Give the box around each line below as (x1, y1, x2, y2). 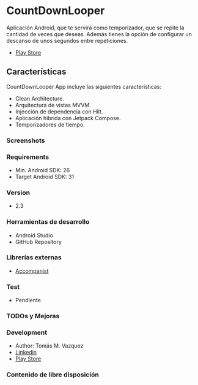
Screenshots (6, 136, 45, 145)
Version (6, 188, 31, 197)
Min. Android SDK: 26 (15, 166, 70, 173)
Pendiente (15, 297, 42, 304)
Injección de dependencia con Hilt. (15, 108, 103, 115)
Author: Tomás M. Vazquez (15, 342, 84, 349)
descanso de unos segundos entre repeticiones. (6, 37, 128, 44)
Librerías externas (6, 253, 62, 262)
